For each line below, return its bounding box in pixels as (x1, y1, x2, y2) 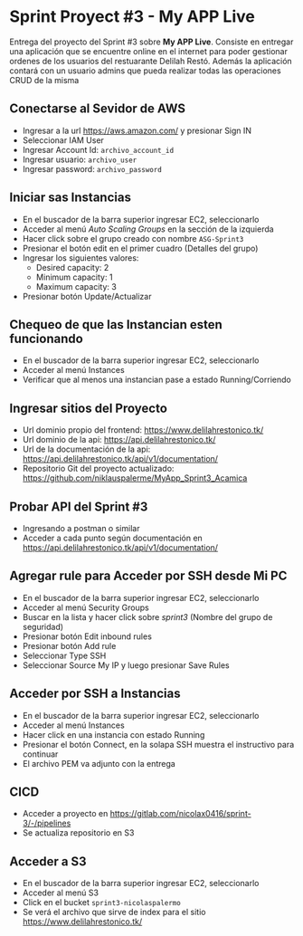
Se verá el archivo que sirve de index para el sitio (22, 907, 206, 918)
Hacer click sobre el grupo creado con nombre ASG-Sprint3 (22, 233, 244, 244)
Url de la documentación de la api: (22, 444, 151, 454)
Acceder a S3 (9, 854, 88, 869)
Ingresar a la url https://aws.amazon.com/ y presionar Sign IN (22, 125, 251, 136)
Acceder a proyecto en (22, 808, 109, 819)
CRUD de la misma (9, 74, 80, 85)
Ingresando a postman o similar (22, 523, 140, 533)
